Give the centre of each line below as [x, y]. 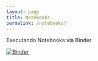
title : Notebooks [28, 18]
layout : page [23, 12]
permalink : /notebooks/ [37, 23]
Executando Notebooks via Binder [49, 40]
